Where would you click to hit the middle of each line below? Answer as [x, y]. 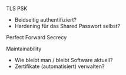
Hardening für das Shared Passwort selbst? [67, 26]
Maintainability [24, 49]
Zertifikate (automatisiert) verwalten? [59, 66]
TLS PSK [17, 8]
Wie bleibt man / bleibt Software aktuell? [64, 60]
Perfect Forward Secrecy [37, 37]
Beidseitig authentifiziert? [46, 20]
